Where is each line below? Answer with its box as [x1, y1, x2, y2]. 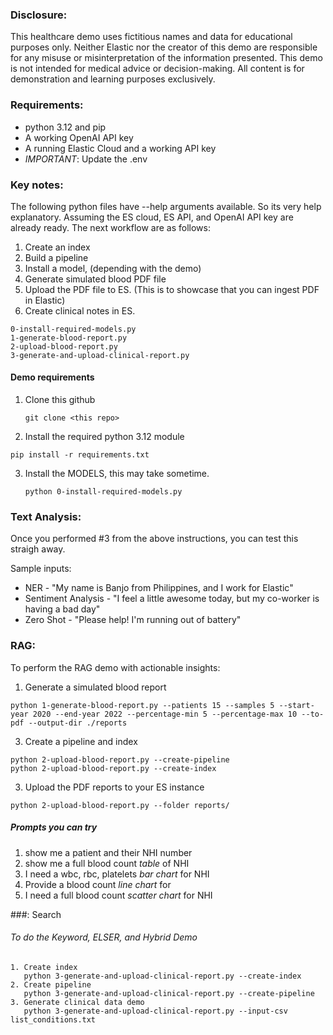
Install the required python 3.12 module [24, 431, 185, 443]
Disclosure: [10, 8, 68, 22]
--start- [278, 700, 315, 710]
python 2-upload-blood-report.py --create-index [10, 763, 217, 773]
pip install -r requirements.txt [10, 450, 150, 460]
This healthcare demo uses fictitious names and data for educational [10, 31, 293, 43]
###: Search [10, 908, 62, 920]
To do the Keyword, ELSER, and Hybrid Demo [10, 931, 198, 943]
